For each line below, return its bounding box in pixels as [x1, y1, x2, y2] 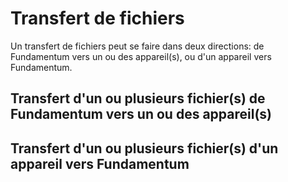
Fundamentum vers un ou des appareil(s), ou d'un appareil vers [10, 50, 272, 62]
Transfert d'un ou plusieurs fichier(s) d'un [10, 140, 279, 157]
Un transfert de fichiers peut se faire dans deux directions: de [10, 40, 265, 52]
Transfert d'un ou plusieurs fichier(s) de [10, 90, 266, 107]
